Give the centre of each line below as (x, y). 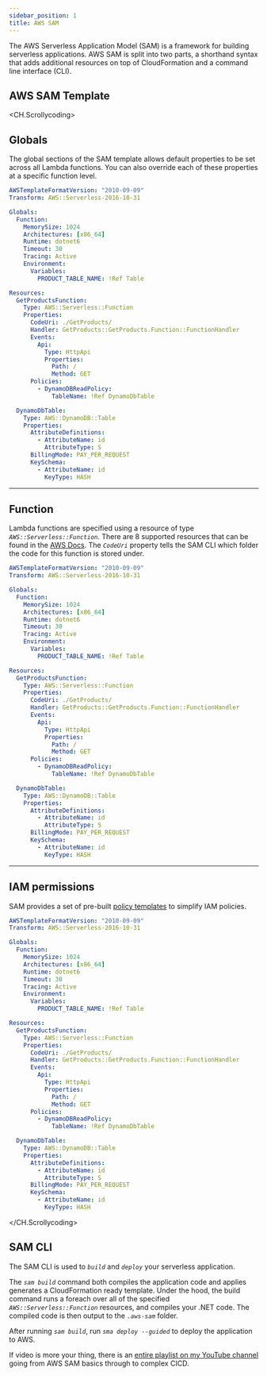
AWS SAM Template (59, 96)
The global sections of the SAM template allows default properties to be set (132, 159)
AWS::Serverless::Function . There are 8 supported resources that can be (129, 537)
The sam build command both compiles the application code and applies (128, 1282)
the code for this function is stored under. (77, 553)
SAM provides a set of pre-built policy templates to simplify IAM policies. (128, 906)
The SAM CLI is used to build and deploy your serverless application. (122, 1266)
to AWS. (22, 1339)
